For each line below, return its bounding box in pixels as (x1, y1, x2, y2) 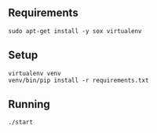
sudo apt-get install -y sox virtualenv (8, 27, 143, 35)
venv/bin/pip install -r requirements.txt (8, 76, 149, 84)
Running (8, 98, 51, 111)
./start (8, 118, 34, 127)
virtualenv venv (8, 69, 61, 77)
